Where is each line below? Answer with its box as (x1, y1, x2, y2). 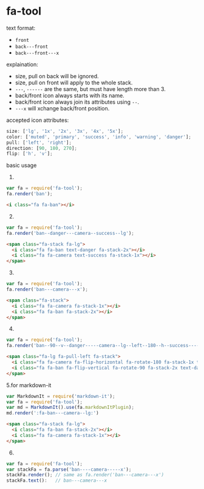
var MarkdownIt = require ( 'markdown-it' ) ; (6, 393, 115, 399)
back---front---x (15, 50, 59, 56)
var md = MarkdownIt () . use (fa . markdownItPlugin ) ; (6, 405, 135, 411)
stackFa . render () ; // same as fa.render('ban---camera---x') (6, 472, 165, 478)
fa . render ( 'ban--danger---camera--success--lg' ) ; (6, 230, 135, 236)
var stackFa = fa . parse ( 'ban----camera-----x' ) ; (6, 466, 132, 473)
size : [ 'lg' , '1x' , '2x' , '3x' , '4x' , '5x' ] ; (6, 128, 124, 134)
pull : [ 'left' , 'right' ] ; (6, 140, 72, 146)
